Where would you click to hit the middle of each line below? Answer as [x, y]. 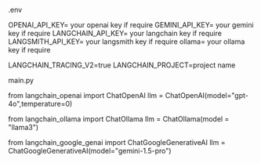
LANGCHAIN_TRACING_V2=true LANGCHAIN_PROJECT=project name [122, 65]
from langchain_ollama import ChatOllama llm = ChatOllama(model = [119, 119]
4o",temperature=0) [40, 104]
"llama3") [24, 127]
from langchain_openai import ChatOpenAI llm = [86, 95]
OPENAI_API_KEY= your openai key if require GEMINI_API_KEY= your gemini [131, 25]
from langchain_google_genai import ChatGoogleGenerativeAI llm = [117, 142]
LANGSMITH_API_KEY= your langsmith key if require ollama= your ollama [127, 42]
